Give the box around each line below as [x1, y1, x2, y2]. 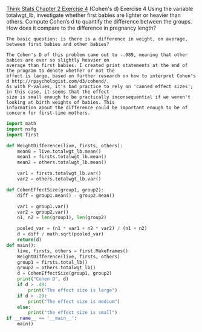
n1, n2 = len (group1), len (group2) [17, 214, 107, 221]
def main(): [6, 242, 36, 248]
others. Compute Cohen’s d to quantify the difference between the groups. [6, 18, 192, 25]
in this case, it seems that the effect [6, 89, 110, 95]
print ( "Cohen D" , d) [17, 276, 69, 283]
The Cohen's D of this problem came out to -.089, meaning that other [6, 52, 188, 58]
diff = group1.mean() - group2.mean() [17, 193, 115, 199]
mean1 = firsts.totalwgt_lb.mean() [17, 154, 107, 160]
